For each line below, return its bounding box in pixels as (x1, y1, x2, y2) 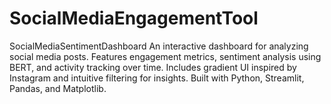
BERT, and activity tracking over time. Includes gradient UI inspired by (9, 61, 297, 73)
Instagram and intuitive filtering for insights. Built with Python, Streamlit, (9, 72, 305, 84)
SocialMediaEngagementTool (9, 7, 259, 30)
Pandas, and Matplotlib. (9, 82, 107, 94)
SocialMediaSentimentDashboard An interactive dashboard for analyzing (9, 40, 309, 52)
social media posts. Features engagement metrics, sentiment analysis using (9, 50, 322, 62)
